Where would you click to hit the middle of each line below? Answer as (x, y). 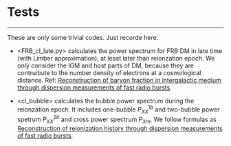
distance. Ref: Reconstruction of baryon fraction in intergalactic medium (119, 80)
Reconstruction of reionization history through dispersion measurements (120, 128)
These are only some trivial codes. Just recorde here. (83, 37)
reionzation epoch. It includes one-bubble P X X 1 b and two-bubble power (118, 109)
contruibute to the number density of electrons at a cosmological (109, 72)
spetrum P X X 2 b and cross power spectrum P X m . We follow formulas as (117, 119)
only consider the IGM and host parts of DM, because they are (106, 65)
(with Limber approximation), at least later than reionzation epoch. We (116, 58)
